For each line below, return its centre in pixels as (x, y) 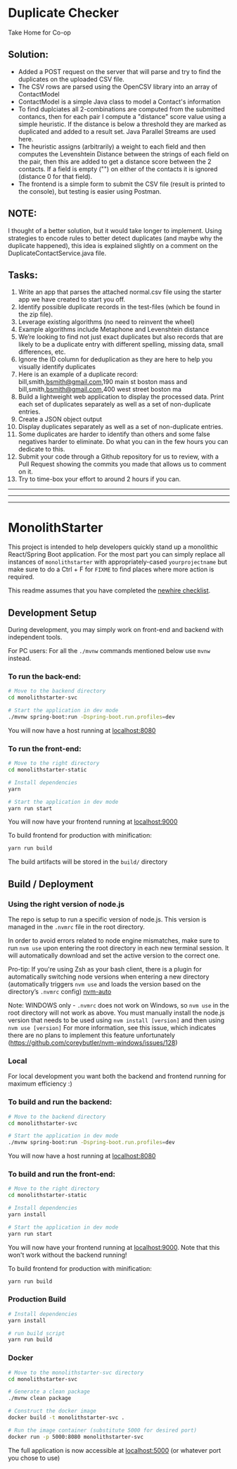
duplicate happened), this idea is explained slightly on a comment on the (113, 245)
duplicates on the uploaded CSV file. (71, 79)
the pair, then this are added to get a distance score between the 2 (115, 161)
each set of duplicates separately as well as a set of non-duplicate (115, 404)
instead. (20, 658)
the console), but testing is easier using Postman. (90, 191)
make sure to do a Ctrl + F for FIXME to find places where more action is (111, 569)
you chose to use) (34, 1458)
